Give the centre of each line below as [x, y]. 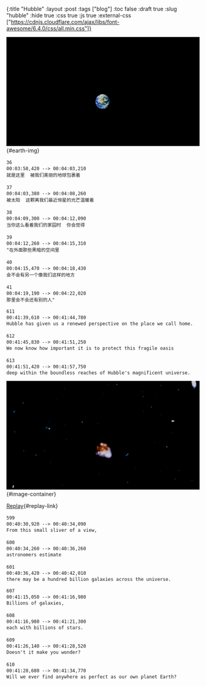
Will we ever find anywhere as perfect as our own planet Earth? [91, 677]
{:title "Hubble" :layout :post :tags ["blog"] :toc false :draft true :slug [92, 9]
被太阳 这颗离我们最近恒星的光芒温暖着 [50, 200]
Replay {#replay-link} [32, 506]
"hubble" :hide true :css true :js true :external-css [69, 15]
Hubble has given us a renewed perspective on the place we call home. [100, 324]
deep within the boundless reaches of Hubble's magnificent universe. [98, 373]
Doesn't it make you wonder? [44, 652]
